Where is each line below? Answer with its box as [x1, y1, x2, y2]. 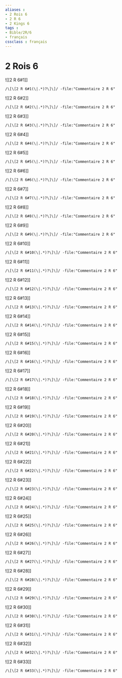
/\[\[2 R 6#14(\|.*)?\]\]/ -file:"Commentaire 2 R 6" [5, 322, 118, 328]
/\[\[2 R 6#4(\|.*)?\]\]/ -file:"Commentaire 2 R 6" [5, 141, 116, 146]
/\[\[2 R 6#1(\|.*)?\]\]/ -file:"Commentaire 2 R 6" [5, 86, 116, 91]
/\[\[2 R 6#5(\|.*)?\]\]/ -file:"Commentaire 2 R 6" [5, 159, 116, 164]
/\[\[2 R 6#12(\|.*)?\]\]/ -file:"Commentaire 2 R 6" [5, 286, 118, 291]
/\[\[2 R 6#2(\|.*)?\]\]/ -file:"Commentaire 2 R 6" [5, 105, 116, 109]
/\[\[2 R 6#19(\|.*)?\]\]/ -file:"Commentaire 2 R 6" [5, 414, 118, 419]
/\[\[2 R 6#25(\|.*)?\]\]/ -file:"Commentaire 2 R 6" [5, 523, 118, 528]
